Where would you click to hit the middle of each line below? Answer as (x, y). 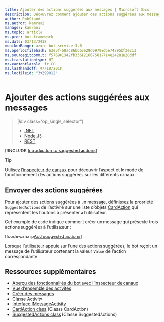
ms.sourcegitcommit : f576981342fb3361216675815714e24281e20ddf (71, 55)
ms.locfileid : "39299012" (31, 73)
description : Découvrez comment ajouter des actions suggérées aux (75, 14)
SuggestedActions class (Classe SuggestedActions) (64, 314)
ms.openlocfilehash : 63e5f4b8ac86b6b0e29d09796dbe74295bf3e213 (71, 50)
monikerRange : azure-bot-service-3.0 (43, 46)
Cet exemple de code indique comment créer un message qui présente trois (82, 222)
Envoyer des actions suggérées (54, 190)
